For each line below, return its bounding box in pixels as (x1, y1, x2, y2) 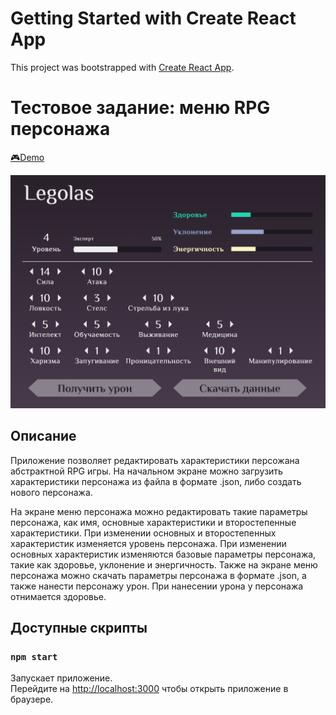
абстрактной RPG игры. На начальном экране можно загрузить (10, 465, 283, 477)
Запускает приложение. (10, 672, 113, 684)
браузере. (10, 693, 54, 706)
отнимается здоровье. (10, 590, 107, 602)
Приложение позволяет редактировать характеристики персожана (10, 454, 300, 466)
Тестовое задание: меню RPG (10, 97, 271, 119)
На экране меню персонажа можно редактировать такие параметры (10, 505, 308, 517)
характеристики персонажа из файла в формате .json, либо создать (10, 475, 302, 487)
